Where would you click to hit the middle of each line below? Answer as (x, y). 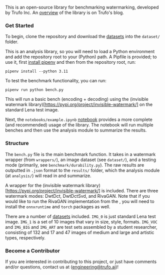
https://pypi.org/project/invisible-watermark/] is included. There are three (82, 191)
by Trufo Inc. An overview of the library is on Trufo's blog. (64, 13)
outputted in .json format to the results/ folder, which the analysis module (82, 170)
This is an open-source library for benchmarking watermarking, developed (82, 7)
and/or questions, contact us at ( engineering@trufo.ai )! (62, 267)
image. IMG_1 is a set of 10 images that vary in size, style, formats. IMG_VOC (81, 222)
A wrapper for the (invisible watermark (45, 185)
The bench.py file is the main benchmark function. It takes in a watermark (80, 154)
